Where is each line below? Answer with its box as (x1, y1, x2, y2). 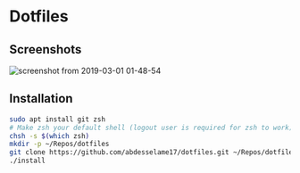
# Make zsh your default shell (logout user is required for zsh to (9, 123, 270, 132)
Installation (9, 91, 73, 106)
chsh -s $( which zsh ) (9, 131, 90, 140)
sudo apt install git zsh (9, 114, 105, 124)
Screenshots (9, 42, 82, 57)
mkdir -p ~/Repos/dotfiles (9, 140, 110, 149)
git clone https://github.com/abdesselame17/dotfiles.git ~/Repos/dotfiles (9, 148, 297, 157)
